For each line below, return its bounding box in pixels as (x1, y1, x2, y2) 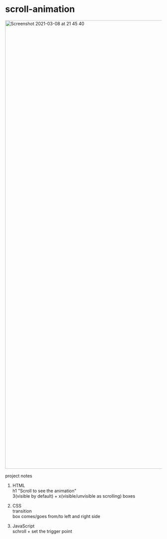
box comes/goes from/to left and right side (12, 513, 100, 519)
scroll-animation (5, 3, 75, 15)
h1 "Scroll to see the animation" (12, 488, 77, 494)
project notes (5, 473, 32, 479)
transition (12, 508, 32, 514)
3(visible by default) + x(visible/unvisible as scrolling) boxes (12, 493, 136, 499)
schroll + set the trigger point (12, 528, 72, 534)
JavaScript (12, 523, 35, 529)
